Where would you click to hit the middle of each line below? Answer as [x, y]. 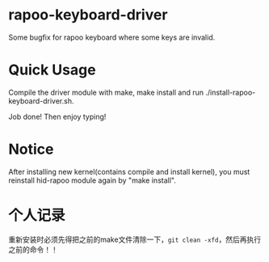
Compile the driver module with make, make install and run [106, 92]
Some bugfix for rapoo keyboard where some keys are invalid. [112, 37]
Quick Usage [52, 70]
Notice [31, 149]
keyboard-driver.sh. [41, 101]
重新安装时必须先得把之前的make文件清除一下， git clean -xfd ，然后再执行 [134, 239]
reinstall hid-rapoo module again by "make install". [92, 180]
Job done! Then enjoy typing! [57, 116]
